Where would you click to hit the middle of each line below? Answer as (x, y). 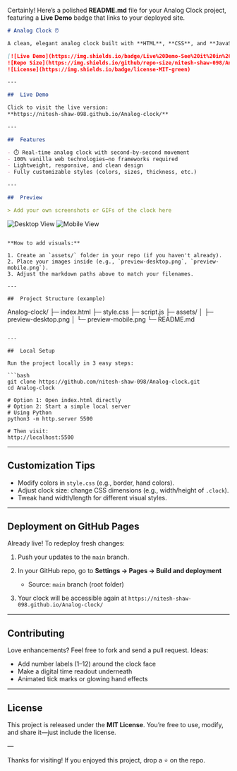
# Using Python (30, 413)
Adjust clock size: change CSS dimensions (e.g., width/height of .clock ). (123, 490)
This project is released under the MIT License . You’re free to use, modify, (115, 725)
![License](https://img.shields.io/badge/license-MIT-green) (99, 69)
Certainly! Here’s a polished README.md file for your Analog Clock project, (117, 10)
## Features (26, 140)
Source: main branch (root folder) (76, 584)
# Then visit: (28, 431)
